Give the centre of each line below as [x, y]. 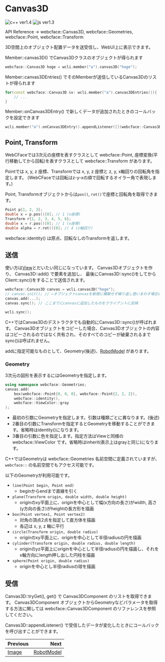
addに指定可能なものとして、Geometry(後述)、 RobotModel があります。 [78, 351]
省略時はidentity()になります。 [51, 430]
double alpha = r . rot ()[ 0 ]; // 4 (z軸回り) [49, 228]
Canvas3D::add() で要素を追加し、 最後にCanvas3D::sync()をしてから [85, 274]
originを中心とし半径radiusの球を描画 [57, 567]
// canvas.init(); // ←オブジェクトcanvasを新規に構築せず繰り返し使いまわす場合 [82, 294]
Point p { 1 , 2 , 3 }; [24, 210]
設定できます [27, 118]
